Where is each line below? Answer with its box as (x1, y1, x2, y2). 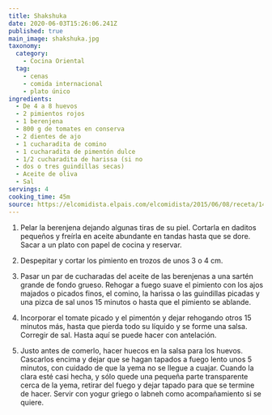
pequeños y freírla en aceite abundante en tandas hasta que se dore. (19, 231, 251, 241)
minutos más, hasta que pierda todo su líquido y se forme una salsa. (19, 321, 248, 331)
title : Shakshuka (8, 11, 67, 20)
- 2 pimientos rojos (15, 110, 85, 118)
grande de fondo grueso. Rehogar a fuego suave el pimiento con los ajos (19, 280, 264, 289)
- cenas (23, 72, 49, 80)
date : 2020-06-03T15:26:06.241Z (8, 19, 117, 28)
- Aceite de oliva (15, 170, 79, 178)
